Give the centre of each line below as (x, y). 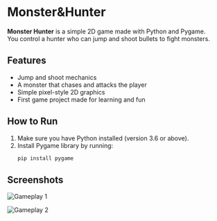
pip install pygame (45, 158)
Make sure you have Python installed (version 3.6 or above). (103, 138)
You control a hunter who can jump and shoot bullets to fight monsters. (108, 38)
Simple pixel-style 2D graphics (61, 92)
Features (27, 61)
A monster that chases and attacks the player (82, 85)
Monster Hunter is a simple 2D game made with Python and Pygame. (106, 31)
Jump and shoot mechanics (57, 77)
